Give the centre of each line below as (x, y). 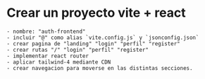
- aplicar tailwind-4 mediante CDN (59, 62)
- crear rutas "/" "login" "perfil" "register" (78, 50)
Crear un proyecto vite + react (96, 13)
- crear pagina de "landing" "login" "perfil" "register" (93, 43)
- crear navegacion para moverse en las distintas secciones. (100, 68)
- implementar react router (48, 56)
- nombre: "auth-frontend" (46, 31)
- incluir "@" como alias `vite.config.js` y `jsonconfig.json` (103, 37)
